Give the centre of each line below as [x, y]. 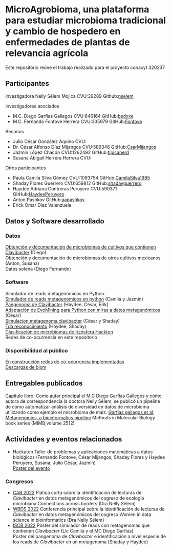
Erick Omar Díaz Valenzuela [42, 205]
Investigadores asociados [33, 106]
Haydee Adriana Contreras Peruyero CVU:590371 [65, 188]
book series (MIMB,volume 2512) [40, 423]
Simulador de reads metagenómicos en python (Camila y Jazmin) [74, 299]
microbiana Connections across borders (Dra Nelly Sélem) [74, 503]
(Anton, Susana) [22, 263]
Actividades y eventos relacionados [64, 439]
